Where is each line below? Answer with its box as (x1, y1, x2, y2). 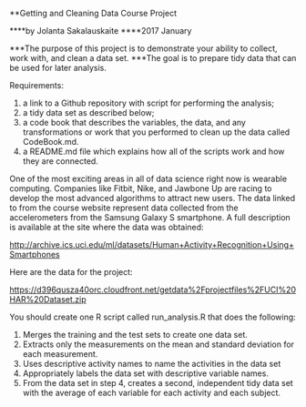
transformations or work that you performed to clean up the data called (22, 127, 291, 137)
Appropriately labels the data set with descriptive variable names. (22, 368, 269, 379)
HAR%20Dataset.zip (9, 294, 87, 304)
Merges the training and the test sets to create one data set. (22, 330, 248, 340)
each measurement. (22, 349, 98, 359)
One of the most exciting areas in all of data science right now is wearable (9, 173, 288, 184)
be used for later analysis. (9, 63, 107, 73)
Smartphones (9, 249, 61, 259)
